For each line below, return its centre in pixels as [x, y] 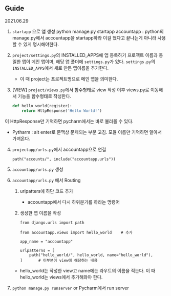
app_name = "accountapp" [46, 241]
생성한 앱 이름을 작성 [40, 213]
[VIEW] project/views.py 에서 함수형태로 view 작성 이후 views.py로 [81, 90]
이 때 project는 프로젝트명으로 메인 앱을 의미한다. [69, 78]
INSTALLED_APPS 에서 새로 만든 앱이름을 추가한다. [60, 68]
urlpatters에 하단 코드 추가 [47, 191]
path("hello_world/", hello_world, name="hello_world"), [91, 255]
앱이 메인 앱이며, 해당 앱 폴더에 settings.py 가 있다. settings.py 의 [89, 62]
